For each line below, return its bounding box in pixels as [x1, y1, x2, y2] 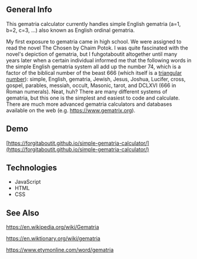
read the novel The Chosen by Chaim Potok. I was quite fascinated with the [6, 44, 188, 51]
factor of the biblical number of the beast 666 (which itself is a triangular [6, 69, 182, 76]
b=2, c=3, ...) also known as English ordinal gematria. [6, 26, 135, 34]
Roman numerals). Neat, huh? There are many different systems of [6, 88, 168, 95]
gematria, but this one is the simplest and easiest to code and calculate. [6, 94, 181, 101]
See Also [6, 208, 39, 218]
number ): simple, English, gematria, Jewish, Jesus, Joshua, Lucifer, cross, [6, 75, 186, 82]
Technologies [6, 163, 58, 173]
